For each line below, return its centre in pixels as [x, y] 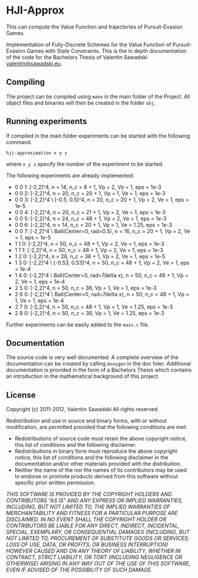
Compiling [26, 82]
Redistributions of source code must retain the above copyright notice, [101, 439]
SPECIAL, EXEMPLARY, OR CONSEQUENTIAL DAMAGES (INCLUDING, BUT [98, 532]
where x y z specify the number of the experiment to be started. [85, 164]
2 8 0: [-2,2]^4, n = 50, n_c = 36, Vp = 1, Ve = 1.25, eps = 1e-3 [89, 313]
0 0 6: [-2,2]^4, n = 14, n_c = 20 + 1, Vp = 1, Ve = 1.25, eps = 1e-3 [93, 225]
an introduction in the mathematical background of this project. [83, 376]
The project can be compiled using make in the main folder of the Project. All [98, 96]
